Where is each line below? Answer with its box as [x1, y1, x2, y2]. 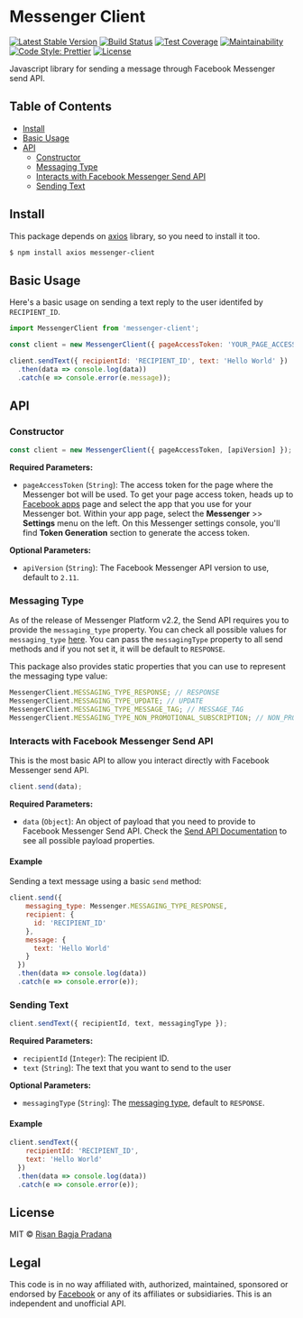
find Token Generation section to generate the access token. [22, 528, 250, 539]
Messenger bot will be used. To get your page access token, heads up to [22, 489, 294, 500]
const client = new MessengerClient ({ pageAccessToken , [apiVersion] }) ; [9, 446, 293, 455]
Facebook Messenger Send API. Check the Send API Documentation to [22, 825, 287, 836]
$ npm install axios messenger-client [9, 248, 155, 257]
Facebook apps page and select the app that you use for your [22, 499, 252, 510]
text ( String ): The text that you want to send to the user [22, 1063, 232, 1074]
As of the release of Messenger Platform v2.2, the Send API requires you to [9, 615, 289, 626]
